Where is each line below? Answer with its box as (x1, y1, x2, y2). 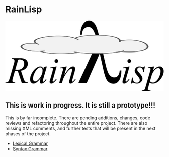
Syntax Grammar (12, 145, 48, 152)
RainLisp (5, 4, 42, 15)
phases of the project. (5, 130, 51, 137)
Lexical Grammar (12, 140, 48, 146)
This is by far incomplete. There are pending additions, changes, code (5, 115, 151, 121)
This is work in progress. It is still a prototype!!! (5, 101, 156, 110)
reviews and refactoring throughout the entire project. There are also (5, 120, 147, 126)
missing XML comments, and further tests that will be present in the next (5, 125, 156, 131)
